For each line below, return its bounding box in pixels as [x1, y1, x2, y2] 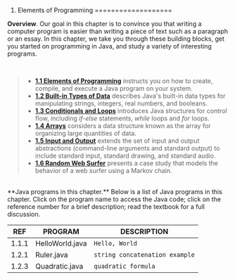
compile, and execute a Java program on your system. [34, 84, 193, 92]
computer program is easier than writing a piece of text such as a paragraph [7, 27, 229, 35]
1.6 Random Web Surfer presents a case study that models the [34, 159, 218, 167]
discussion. [7, 210, 41, 218]
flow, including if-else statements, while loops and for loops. [34, 114, 210, 122]
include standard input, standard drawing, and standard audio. [34, 151, 216, 160]
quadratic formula [94, 262, 155, 270]
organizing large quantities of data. [34, 129, 136, 137]
